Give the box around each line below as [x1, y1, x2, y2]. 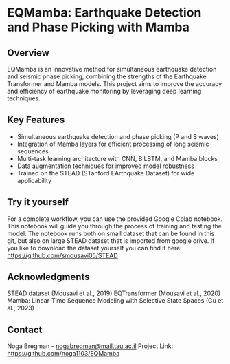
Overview [7, 47, 50, 58]
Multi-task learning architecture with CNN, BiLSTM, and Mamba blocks [16, 154, 218, 162]
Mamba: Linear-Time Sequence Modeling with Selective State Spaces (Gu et [7, 297, 224, 305]
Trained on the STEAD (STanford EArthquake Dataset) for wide [16, 169, 195, 177]
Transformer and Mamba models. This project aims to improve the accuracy [7, 80, 222, 87]
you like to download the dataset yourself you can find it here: [7, 244, 182, 252]
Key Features [7, 114, 65, 126]
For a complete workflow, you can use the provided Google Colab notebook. [7, 215, 223, 223]
